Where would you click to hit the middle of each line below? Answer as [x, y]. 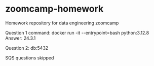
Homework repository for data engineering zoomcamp [62, 23]
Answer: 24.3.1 [21, 38]
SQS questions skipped [30, 58]
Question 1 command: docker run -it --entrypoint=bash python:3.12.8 [77, 32]
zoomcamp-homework [54, 9]
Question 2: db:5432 [27, 48]
